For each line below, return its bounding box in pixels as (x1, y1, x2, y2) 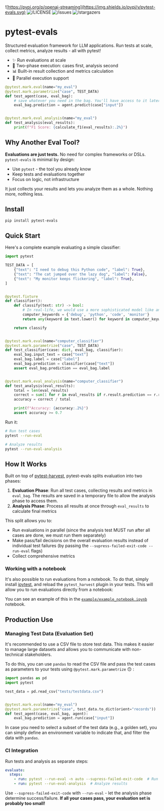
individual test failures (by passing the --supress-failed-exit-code (12, 543, 147, 548)
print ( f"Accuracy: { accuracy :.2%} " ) (14, 406, 89, 411)
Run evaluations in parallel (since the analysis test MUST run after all (12, 527, 150, 533)
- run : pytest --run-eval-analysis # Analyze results (14, 781, 128, 786)
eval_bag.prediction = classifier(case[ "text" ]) (14, 361, 115, 366)
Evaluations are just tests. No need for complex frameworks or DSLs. (5, 151, 146, 157)
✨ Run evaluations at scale (12, 57, 66, 63)
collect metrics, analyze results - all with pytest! (5, 47, 101, 53)
